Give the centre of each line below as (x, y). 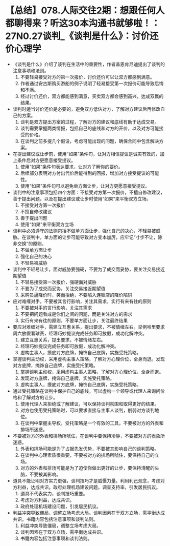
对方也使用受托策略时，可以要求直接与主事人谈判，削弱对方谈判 (87, 410)
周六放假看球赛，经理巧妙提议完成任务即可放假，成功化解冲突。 (80, 333)
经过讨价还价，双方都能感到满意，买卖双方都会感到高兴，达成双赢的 (92, 96)
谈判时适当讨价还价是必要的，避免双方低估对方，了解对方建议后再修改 (87, 109)
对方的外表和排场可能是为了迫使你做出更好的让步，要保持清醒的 (87, 468)
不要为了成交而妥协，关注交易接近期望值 (63, 288)
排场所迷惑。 (34, 429)
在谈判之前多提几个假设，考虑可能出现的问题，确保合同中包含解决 (90, 141)
